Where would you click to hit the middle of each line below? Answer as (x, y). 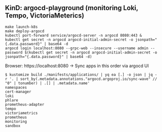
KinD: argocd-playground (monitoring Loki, (72, 8)
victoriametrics (21, 113)
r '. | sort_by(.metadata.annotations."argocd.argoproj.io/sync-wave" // (81, 79)
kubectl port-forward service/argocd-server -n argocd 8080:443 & (73, 35)
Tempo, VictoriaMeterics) (45, 16)
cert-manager (18, 92)
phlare (12, 100)
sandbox (13, 126)
